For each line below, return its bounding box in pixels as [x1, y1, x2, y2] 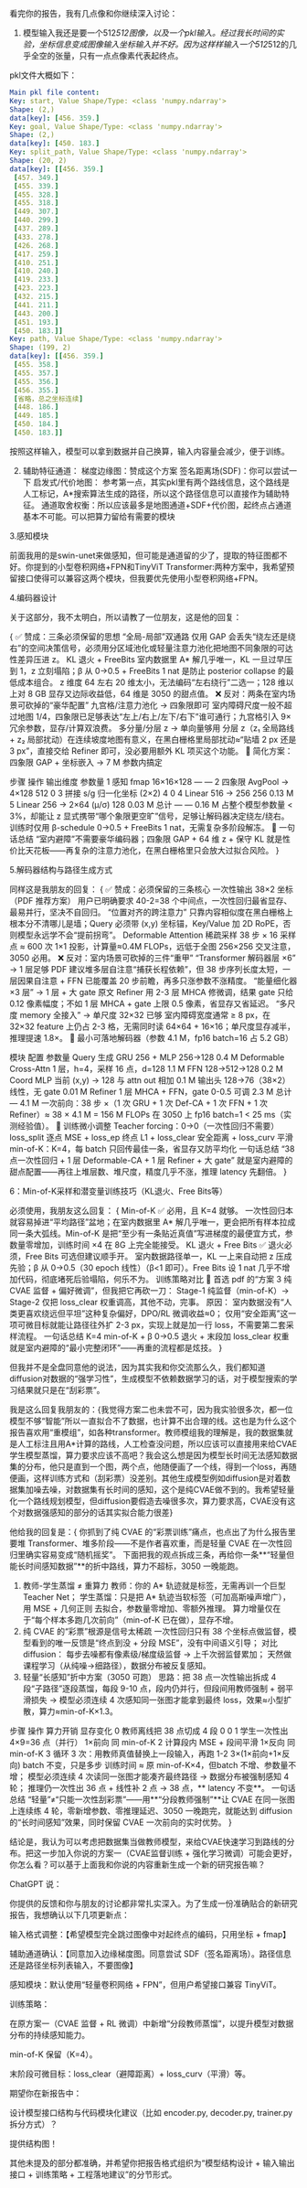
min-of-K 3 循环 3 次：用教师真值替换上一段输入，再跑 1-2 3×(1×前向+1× [9, 1748, 282, 1759]
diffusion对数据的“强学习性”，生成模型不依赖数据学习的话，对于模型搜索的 [9, 1373, 290, 1384]
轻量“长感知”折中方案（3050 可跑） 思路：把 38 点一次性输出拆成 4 [22, 1671, 277, 1682]
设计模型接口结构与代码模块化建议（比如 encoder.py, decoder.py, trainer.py [9, 2107, 293, 2118]
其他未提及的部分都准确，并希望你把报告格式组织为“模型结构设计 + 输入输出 [9, 2157, 295, 2168]
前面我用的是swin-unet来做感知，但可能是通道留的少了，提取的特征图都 [9, 550, 281, 561]
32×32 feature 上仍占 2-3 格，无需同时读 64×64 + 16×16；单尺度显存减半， [9, 1021, 295, 1032]
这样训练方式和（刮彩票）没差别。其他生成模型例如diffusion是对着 [33, 1472, 283, 1484]
